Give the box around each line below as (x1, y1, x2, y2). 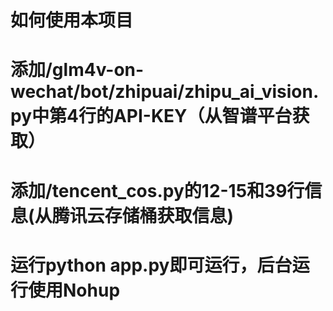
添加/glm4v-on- (10, 59, 145, 81)
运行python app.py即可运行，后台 (10, 254, 293, 276)
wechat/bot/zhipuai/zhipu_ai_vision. (10, 81, 320, 103)
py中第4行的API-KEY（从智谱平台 (10, 105, 293, 128)
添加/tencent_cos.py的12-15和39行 (10, 179, 305, 202)
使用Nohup (28, 279, 121, 301)
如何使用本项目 (10, 9, 134, 32)
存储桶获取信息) (104, 204, 235, 227)
